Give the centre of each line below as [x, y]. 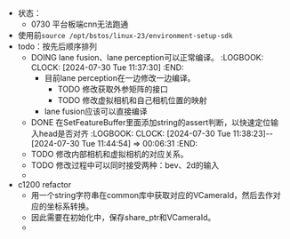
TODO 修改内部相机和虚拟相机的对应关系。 [109, 154]
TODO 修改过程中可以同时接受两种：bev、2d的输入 [125, 165]
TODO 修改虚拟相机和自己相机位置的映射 [132, 100]
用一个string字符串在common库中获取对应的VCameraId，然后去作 [152, 195]
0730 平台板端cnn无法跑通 [80, 24]
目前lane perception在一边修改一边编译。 [120, 78]
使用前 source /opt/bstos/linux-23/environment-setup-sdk [125, 35]
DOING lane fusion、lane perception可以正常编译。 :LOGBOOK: [147, 57]
